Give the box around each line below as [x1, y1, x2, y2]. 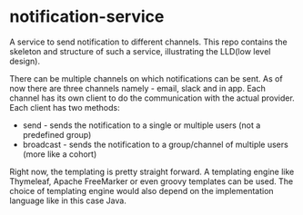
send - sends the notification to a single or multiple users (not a [22, 120, 261, 131]
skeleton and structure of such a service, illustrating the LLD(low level [9, 45, 271, 56]
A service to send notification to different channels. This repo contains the [9, 36, 288, 47]
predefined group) [22, 129, 92, 140]
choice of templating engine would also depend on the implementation [9, 185, 275, 196]
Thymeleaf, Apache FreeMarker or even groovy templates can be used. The [9, 175, 294, 187]
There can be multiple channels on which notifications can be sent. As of [9, 73, 284, 83]
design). [9, 55, 41, 66]
